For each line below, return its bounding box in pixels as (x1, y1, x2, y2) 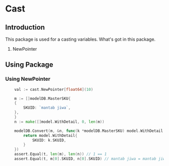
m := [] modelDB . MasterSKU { (14, 96, 71, 101)
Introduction (5, 23, 45, 32)
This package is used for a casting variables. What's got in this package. (5, 36, 156, 42)
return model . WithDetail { (23, 133, 78, 138)
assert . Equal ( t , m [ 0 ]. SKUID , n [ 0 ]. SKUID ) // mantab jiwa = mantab (14, 156, 156, 161)
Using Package (5, 61, 54, 69)
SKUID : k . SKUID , (32, 137, 66, 143)
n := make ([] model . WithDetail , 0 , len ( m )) (14, 119, 105, 124)
